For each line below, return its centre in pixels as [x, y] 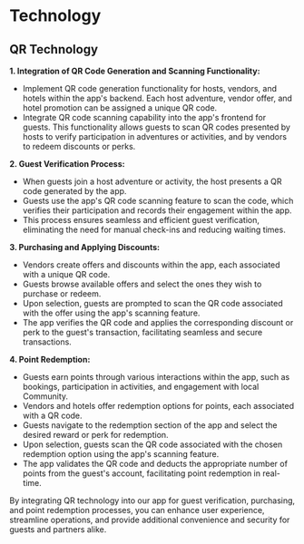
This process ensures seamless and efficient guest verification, [141, 220]
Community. [45, 396]
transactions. [47, 342]
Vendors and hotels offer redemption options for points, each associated [158, 406]
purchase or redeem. [62, 294]
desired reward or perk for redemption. [96, 435]
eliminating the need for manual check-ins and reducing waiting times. [154, 229]
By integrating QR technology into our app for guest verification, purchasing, [152, 500]
